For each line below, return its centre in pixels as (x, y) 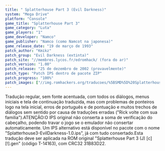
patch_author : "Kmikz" (28, 50)
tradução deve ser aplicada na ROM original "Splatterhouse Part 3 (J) (75, 138)
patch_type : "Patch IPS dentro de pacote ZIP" (54, 74)
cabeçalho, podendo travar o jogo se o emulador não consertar (69, 123)
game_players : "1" (24, 32)
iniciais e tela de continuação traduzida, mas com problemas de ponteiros (80, 101)
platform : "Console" (26, 19)
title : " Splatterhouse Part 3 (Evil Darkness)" (56, 10)
